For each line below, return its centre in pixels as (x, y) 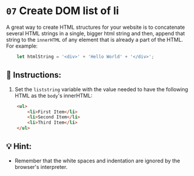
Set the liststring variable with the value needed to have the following (101, 89)
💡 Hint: (19, 146)
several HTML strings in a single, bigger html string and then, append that (96, 33)
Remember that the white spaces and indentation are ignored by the (97, 161)
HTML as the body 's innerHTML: (53, 95)
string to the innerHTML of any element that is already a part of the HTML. (95, 39)
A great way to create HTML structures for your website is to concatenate (96, 27)
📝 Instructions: (34, 75)
